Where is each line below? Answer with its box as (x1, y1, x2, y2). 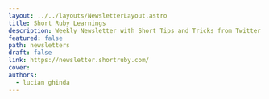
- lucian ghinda (15, 78, 70, 86)
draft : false (8, 49, 52, 57)
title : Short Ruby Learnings (8, 19, 106, 27)
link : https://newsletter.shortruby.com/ (8, 57, 150, 65)
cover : (8, 64, 31, 72)
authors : (8, 71, 38, 79)
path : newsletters (8, 42, 70, 49)
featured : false (8, 34, 63, 42)
